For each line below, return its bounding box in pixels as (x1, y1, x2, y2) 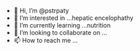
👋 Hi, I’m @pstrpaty (13, 7, 69, 14)
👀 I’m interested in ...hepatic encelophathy (13, 14, 134, 22)
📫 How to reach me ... (13, 37, 78, 44)
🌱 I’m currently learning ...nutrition (13, 21, 111, 29)
